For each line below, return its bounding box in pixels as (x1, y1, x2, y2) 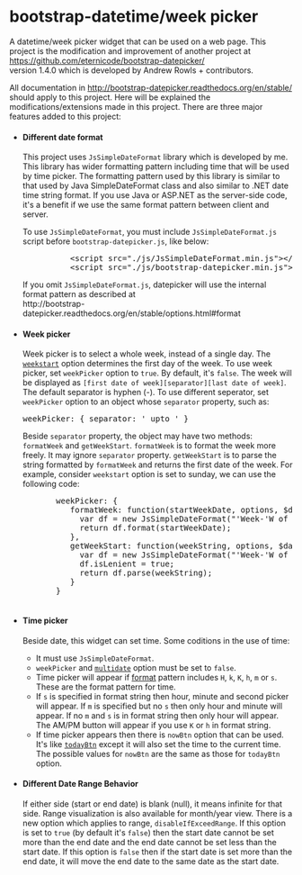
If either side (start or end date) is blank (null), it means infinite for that (22, 798, 283, 809)
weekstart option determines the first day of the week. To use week (22, 358, 272, 369)
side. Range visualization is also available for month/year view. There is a (22, 807, 293, 818)
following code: (22, 479, 80, 490)
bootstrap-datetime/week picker (9, 6, 259, 27)
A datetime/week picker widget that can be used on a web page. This (9, 36, 267, 47)
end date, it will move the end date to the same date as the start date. (22, 855, 280, 866)
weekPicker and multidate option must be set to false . (35, 662, 236, 672)
